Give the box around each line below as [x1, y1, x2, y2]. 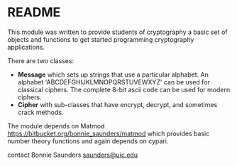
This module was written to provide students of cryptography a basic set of [7, 28, 228, 36]
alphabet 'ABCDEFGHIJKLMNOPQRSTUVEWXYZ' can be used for [17, 77, 211, 86]
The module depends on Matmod [7, 121, 105, 130]
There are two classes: [7, 56, 75, 65]
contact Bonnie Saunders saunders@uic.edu [7, 150, 138, 159]
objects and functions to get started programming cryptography [7, 35, 194, 43]
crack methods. [17, 108, 64, 116]
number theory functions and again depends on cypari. [7, 136, 169, 145]
